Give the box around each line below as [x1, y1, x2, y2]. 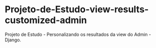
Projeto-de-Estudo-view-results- [5, 4, 149, 15]
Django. [5, 37, 21, 43]
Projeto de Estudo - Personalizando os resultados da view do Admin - [5, 31, 151, 37]
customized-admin [5, 14, 87, 26]
